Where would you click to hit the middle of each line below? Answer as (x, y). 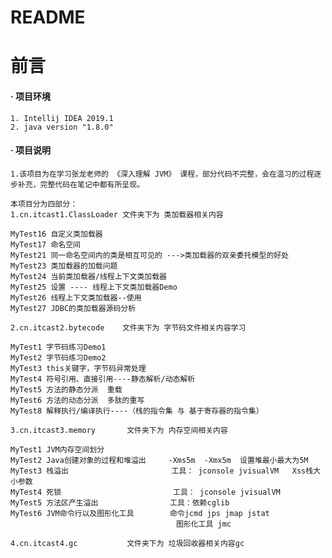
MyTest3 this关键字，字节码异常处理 (78, 368)
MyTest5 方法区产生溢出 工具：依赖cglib (120, 502)
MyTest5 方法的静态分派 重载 (66, 389)
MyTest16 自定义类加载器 (56, 234)
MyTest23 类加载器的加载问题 (64, 266)
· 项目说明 (30, 150)
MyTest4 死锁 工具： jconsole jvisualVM (145, 492)
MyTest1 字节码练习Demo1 (58, 347)
